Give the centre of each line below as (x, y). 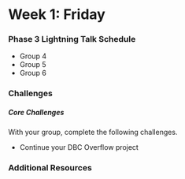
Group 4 (33, 56)
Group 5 (33, 65)
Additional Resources (50, 168)
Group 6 (33, 73)
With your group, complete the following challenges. (93, 132)
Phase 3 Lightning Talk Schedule (72, 39)
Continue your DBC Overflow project (79, 147)
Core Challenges (36, 112)
